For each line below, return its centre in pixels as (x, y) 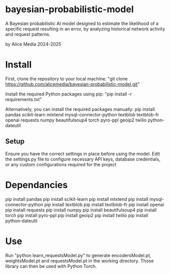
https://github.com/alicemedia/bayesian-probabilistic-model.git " (73, 84)
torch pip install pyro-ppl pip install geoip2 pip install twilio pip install (77, 215)
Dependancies (37, 185)
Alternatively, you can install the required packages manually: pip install (80, 109)
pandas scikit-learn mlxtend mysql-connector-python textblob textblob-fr (82, 114)
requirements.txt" (24, 99)
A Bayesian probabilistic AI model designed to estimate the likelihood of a (82, 23)
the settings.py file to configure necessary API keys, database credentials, (83, 159)
